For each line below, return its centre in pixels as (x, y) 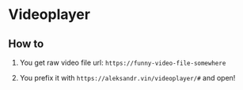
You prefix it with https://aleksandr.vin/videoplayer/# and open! (127, 78)
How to (26, 44)
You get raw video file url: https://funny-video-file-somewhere (123, 62)
